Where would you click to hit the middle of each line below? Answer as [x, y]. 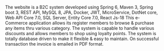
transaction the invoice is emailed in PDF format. [54, 44]
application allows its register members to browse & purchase [91, 23]
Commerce [17, 23]
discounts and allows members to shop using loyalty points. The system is [81, 33]
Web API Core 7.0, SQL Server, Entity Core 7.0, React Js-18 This [70, 18]
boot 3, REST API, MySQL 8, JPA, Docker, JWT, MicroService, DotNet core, [82, 12]
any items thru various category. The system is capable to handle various [80, 28]
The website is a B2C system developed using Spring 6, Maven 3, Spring [79, 7]
